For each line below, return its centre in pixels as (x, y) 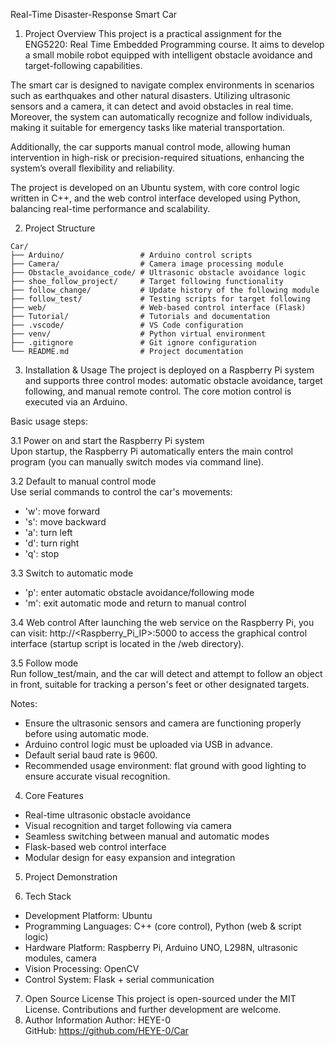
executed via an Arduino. (76, 402)
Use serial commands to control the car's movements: (121, 492)
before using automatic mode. (87, 733)
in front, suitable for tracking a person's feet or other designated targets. (160, 684)
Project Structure (60, 228)
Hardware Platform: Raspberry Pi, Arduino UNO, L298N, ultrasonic (161, 947)
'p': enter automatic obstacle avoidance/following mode (139, 592)
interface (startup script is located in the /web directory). (127, 643)
